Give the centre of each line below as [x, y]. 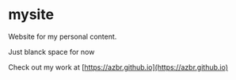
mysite [31, 15]
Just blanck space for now [51, 51]
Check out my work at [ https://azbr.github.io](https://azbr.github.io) [118, 67]
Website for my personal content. [63, 36]
